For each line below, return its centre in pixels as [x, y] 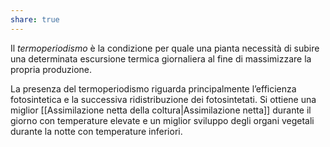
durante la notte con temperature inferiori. [96, 131]
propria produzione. [51, 69]
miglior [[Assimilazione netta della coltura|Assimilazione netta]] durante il [161, 110]
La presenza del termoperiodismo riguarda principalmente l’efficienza [153, 88]
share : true [35, 19]
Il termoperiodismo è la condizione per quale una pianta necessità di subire [165, 48]
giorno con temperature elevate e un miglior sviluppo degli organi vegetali [162, 120]
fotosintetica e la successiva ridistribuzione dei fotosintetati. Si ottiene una [163, 99]
